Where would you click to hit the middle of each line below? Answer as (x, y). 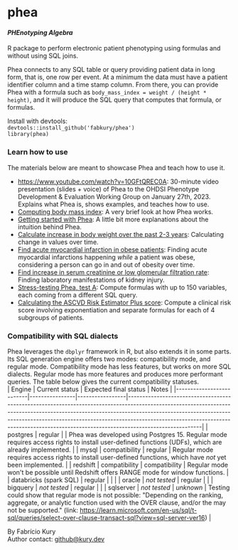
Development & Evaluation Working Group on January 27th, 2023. (114, 196)
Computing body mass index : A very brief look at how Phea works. (115, 211)
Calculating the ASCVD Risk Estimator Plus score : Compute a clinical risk (124, 302)
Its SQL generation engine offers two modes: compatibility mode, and (109, 359)
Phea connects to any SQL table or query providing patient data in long (111, 70)
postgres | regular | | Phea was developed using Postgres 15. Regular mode (117, 434)
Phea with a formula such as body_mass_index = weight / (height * (107, 92)
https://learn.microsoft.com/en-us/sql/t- (138, 510)
